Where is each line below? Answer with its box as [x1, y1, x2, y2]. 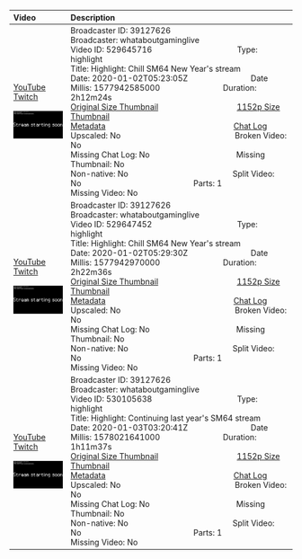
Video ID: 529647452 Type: [70, 219, 258, 229]
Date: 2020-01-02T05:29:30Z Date [70, 248, 269, 258]
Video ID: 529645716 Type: [70, 44, 258, 55]
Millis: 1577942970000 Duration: [70, 257, 257, 268]
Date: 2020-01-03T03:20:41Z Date [70, 422, 269, 433]
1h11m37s [70, 441, 112, 452]
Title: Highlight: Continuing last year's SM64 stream [70, 413, 262, 423]
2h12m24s [70, 92, 112, 102]
